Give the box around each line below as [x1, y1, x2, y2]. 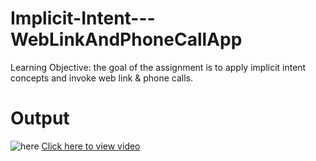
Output [10, 107, 70, 130]
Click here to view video [41, 140, 141, 152]
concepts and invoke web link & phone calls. [10, 72, 194, 84]
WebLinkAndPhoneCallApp [10, 28, 243, 51]
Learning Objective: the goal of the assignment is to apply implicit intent [10, 61, 307, 73]
